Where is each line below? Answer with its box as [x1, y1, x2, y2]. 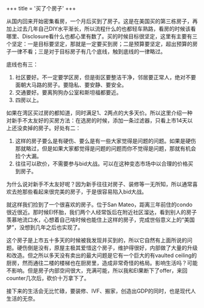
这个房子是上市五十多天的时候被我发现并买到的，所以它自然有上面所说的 [6, 236, 187, 244]
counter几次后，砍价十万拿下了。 [6, 275, 90, 281]
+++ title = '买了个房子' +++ [6, 5, 76, 12]
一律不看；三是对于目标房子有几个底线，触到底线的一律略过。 [11, 48, 166, 55]
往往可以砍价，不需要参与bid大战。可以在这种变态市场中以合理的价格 [15, 160, 188, 167]
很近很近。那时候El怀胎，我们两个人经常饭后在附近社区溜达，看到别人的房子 [6, 209, 197, 216]
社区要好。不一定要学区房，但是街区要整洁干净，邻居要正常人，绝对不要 [15, 74, 196, 81]
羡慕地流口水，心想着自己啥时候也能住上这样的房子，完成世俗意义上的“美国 [6, 216, 195, 223]
